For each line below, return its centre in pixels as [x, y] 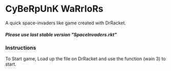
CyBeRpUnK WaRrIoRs [54, 9]
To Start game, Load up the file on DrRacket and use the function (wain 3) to [86, 59]
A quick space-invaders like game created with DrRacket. [66, 23]
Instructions [21, 48]
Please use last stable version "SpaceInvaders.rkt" [61, 34]
